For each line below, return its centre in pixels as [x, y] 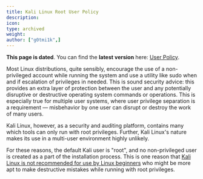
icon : [13, 23]
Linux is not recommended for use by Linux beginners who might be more [98, 163]
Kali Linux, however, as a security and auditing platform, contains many [95, 125]
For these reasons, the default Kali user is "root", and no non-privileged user [101, 150]
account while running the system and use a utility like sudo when [115, 75]
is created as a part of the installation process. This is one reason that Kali [98, 157]
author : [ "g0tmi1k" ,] [34, 40]
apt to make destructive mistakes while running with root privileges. [91, 169]
